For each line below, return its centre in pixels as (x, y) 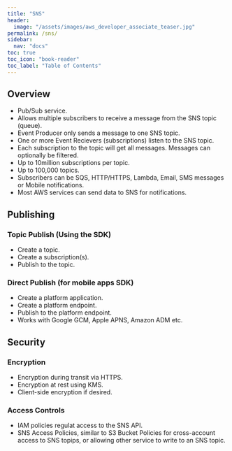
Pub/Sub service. (42, 111)
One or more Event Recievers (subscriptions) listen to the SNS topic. (116, 141)
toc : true (22, 53)
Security (26, 342)
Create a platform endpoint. (57, 306)
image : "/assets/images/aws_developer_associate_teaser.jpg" (104, 27)
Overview (29, 94)
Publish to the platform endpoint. (64, 313)
